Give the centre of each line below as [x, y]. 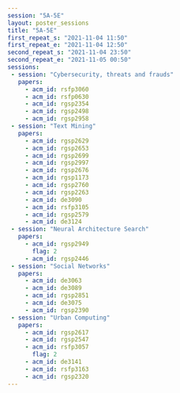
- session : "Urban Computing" [60, 318]
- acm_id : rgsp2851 [57, 296]
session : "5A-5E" [36, 15]
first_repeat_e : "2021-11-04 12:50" [67, 45]
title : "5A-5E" [32, 30]
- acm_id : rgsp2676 [57, 170]
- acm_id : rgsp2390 [57, 310]
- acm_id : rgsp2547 [57, 340]
